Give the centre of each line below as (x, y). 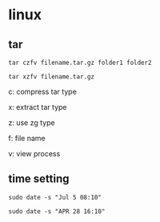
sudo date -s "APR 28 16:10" (57, 211)
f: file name (27, 138)
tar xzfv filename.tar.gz (51, 77)
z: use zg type (32, 123)
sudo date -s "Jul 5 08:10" (55, 197)
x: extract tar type (38, 107)
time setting (39, 179)
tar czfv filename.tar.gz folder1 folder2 (80, 63)
